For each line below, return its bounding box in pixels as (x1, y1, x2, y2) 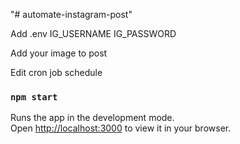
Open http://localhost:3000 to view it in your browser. (10, 122, 232, 134)
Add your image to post (10, 47, 108, 59)
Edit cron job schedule (10, 67, 103, 78)
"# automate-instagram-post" (10, 9, 133, 20)
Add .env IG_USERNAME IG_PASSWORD (10, 28, 177, 39)
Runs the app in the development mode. (10, 112, 175, 124)
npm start (10, 91, 58, 103)
